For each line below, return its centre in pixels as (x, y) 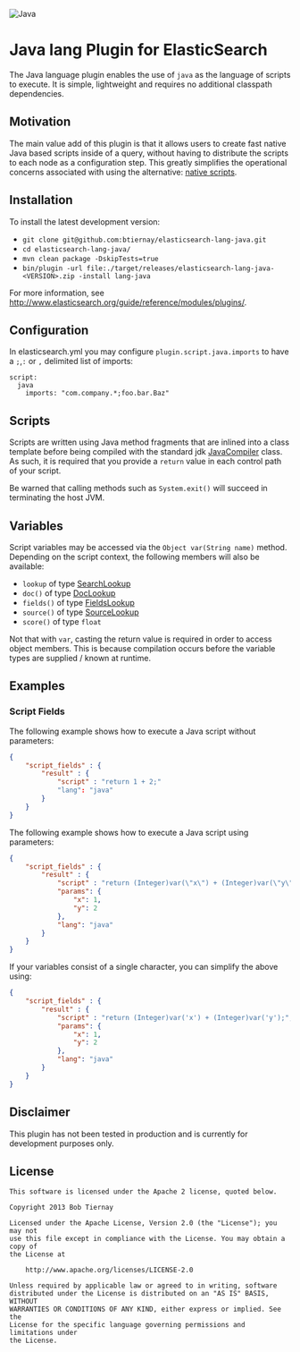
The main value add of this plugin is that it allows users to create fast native (148, 143)
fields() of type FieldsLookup (79, 603)
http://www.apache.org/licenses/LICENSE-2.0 (109, 1271)
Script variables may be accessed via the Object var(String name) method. (148, 547)
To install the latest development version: (85, 221)
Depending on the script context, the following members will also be (135, 557)
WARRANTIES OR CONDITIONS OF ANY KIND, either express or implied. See (145, 1309)
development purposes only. (62, 1143)
